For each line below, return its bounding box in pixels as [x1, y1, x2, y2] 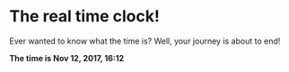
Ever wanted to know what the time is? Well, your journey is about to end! [9, 36, 281, 46]
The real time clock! [9, 6, 160, 27]
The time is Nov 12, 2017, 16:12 [9, 52, 125, 63]
